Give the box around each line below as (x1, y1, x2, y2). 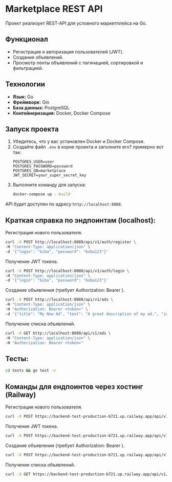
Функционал (5, 35, 49, 44)
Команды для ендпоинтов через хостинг (5, 382, 143, 391)
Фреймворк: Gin (12, 99, 50, 105)
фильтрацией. (12, 65, 44, 71)
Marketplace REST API (5, 3, 103, 15)
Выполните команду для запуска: (12, 182, 86, 188)
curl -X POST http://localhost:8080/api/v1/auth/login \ (5, 268, 130, 273)
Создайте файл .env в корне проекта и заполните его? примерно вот (12, 144, 164, 150)
